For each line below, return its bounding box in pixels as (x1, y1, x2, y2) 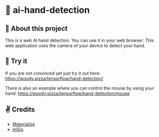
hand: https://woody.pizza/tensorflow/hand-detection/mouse (5, 90, 130, 96)
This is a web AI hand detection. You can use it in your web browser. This (5, 37, 154, 43)
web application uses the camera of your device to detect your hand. (5, 43, 146, 49)
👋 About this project (5, 24, 68, 33)
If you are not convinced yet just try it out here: (5, 70, 101, 76)
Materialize (12, 121, 36, 127)
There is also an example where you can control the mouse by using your (5, 85, 155, 91)
